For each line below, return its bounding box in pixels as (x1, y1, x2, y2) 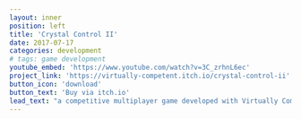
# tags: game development (9, 55, 106, 64)
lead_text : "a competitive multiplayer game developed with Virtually (9, 96, 279, 106)
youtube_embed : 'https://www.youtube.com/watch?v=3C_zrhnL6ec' (9, 64, 251, 72)
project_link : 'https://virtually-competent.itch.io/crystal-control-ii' (9, 72, 291, 81)
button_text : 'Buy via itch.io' (9, 88, 130, 97)
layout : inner (9, 13, 63, 22)
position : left (9, 21, 66, 30)
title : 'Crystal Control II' (9, 30, 118, 38)
